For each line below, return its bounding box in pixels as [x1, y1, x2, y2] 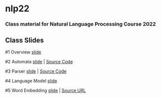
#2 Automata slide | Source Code [5, 58, 73, 64]
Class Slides [5, 36, 44, 45]
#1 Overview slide [5, 49, 41, 55]
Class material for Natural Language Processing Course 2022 [5, 21, 156, 28]
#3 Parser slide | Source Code [5, 68, 67, 74]
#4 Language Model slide [5, 78, 57, 84]
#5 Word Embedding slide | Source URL [5, 87, 86, 93]
